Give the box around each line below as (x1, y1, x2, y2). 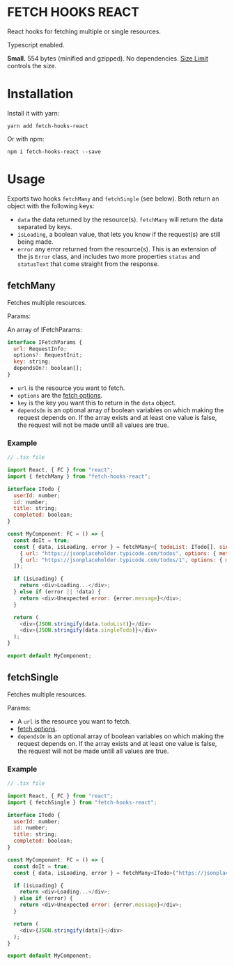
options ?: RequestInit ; (13, 352, 82, 359)
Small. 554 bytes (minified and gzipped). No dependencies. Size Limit (7, 54, 209, 63)
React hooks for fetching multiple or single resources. (7, 27, 162, 36)
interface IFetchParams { (7, 338, 82, 345)
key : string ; (13, 358, 52, 366)
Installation (7, 86, 74, 102)
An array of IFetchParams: (7, 325, 82, 334)
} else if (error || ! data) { (13, 589, 101, 595)
